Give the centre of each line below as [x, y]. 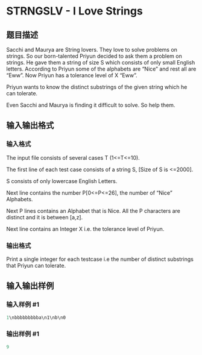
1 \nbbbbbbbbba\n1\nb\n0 [36, 318]
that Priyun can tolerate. [36, 265]
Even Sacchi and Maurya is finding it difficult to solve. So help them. [91, 105]
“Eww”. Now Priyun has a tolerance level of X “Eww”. [72, 75]
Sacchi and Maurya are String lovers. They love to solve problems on [92, 50]
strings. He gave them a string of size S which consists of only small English [101, 62]
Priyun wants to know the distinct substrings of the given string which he [97, 87]
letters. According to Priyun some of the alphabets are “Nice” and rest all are [101, 69]
